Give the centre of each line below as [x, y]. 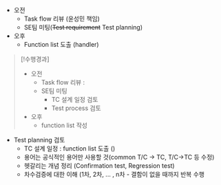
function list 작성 [64, 125]
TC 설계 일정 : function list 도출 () [70, 149]
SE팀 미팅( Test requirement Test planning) [83, 27]
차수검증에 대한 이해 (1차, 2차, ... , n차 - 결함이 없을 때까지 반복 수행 [114, 174]
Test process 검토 [76, 108]
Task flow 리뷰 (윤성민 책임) [62, 19]
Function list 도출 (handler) [61, 44]
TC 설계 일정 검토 [75, 99]
